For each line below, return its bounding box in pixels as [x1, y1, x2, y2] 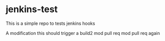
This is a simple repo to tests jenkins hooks [6, 20, 95, 26]
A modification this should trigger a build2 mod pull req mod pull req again [6, 30, 160, 36]
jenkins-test [6, 4, 58, 15]
